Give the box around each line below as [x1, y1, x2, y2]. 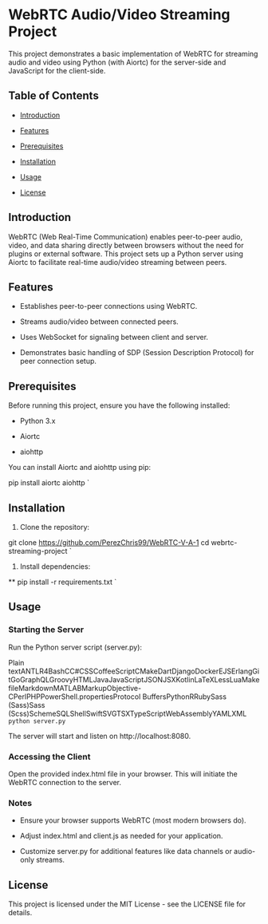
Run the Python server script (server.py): [8, 642, 142, 652]
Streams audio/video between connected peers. [19, 317, 179, 326]
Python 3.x [19, 417, 56, 426]
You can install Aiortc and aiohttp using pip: [8, 463, 152, 472]
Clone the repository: [19, 523, 90, 531]
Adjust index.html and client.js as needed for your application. [19, 831, 223, 841]
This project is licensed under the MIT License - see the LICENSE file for [8, 899, 246, 909]
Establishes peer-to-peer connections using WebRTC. [19, 302, 198, 311]
